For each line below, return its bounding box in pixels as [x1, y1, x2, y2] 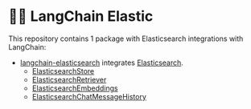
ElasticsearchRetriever [31, 75, 107, 84]
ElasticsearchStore [31, 66, 95, 75]
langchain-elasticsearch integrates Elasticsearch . [19, 58, 183, 67]
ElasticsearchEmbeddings [31, 83, 118, 93]
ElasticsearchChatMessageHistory [31, 91, 147, 101]
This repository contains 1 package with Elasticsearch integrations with [8, 34, 244, 43]
